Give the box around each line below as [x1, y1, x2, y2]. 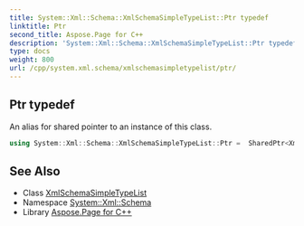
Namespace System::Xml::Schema [22, 197, 152, 208]
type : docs [9, 47, 51, 56]
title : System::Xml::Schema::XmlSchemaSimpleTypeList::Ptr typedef [9, 13, 270, 23]
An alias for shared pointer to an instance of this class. [9, 121, 213, 132]
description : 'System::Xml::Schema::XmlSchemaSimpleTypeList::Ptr [9, 38, 265, 48]
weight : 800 [9, 55, 54, 64]
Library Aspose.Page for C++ [22, 207, 133, 218]
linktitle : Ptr [9, 22, 67, 31]
